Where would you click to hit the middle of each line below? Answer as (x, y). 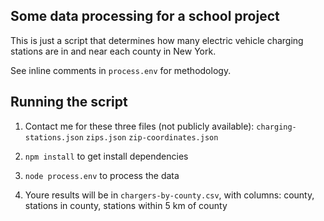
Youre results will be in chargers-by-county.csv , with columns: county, (169, 195)
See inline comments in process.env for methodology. (121, 70)
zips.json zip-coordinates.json (152, 137)
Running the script (69, 102)
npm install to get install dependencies (106, 156)
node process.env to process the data (102, 175)
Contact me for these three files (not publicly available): (139, 126)
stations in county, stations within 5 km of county (126, 205)
